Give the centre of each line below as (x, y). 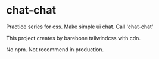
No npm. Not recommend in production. (55, 49)
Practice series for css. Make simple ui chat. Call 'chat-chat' (80, 27)
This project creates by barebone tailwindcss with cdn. (74, 38)
